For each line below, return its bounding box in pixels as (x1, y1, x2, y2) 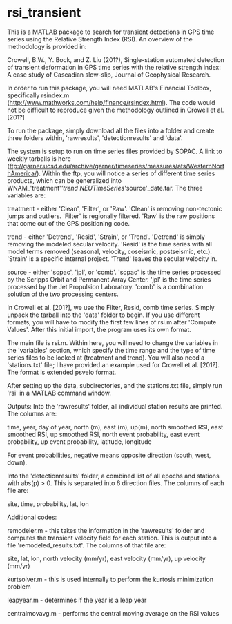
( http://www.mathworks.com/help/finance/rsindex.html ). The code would (7, 98, 215, 106)
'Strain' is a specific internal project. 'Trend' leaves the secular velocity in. (7, 254, 217, 263)
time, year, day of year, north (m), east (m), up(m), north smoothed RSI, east (7, 422, 224, 431)
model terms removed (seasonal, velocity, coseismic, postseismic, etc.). (7, 247, 213, 255)
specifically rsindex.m (7, 91, 70, 99)
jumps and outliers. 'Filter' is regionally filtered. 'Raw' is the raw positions (7, 212, 215, 220)
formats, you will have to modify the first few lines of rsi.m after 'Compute (7, 318, 217, 326)
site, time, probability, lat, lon (7, 499, 89, 508)
